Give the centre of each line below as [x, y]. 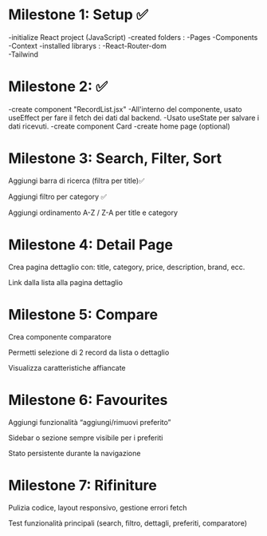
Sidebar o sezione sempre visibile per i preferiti [86, 438]
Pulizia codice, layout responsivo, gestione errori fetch [98, 507]
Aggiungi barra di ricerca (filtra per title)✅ [77, 181]
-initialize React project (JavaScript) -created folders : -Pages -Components [133, 37]
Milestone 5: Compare [83, 314]
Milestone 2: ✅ [58, 87]
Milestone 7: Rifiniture [82, 485]
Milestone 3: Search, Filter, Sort [115, 159]
